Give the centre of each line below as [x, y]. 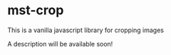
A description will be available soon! [60, 44]
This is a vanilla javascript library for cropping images [86, 30]
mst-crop [36, 10]
